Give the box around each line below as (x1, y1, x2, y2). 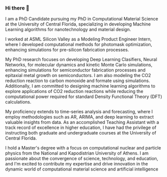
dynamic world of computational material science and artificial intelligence (5, 166, 158, 172)
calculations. (5, 99, 31, 105)
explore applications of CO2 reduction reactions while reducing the (5, 88, 143, 94)
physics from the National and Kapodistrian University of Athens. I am (5, 150, 149, 156)
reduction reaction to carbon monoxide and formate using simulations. (5, 77, 150, 84)
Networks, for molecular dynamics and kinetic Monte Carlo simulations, (5, 62, 152, 68)
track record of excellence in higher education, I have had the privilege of (5, 124, 156, 130)
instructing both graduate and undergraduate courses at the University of (5, 130, 156, 136)
